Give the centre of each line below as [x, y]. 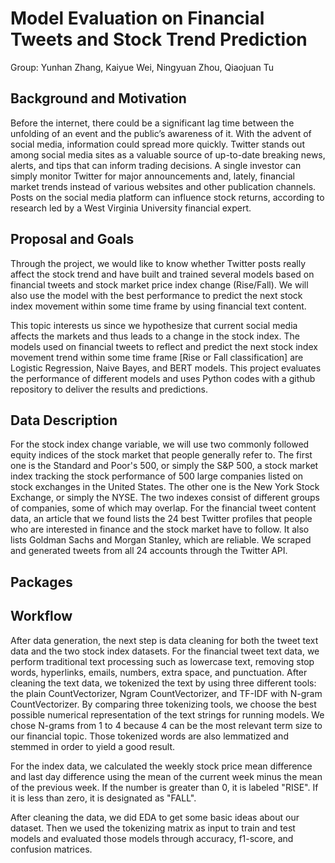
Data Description [64, 420]
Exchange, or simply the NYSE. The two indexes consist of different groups [165, 498]
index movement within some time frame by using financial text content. [158, 306]
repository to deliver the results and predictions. [109, 389]
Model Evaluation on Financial [137, 18]
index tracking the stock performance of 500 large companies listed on [157, 476]
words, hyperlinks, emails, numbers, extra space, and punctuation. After [159, 672]
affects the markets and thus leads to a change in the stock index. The [155, 336]
